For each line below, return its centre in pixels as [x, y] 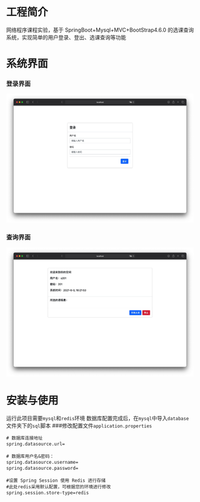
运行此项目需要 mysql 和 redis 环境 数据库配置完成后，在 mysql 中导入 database [98, 418]
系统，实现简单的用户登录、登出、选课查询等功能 [66, 37]
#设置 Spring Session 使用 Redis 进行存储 [56, 481]
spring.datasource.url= [36, 444]
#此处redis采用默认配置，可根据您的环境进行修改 [59, 486]
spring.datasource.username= [42, 462]
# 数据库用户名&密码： [30, 456]
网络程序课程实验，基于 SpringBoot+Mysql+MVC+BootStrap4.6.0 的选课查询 [100, 30]
